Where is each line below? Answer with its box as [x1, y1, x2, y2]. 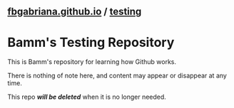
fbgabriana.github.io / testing [7, 6, 142, 18]
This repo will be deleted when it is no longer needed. [7, 92, 166, 102]
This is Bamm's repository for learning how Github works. [7, 58, 177, 66]
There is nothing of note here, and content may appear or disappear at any [7, 71, 227, 80]
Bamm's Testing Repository [7, 34, 175, 50]
